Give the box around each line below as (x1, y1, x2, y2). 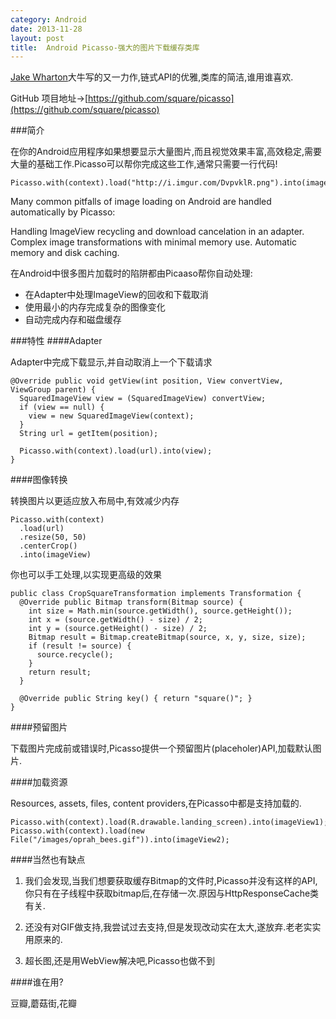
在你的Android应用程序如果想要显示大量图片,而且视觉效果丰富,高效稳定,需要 (10, 146, 322, 158)
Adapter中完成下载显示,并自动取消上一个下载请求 (10, 356, 213, 368)
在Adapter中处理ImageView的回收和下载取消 (24, 289, 209, 301)
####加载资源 (10, 776, 68, 788)
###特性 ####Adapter (10, 335, 103, 347)
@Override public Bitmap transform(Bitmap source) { (19, 597, 244, 608)
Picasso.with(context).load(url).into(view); (19, 446, 213, 456)
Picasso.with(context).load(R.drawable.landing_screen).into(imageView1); (10, 817, 329, 828)
